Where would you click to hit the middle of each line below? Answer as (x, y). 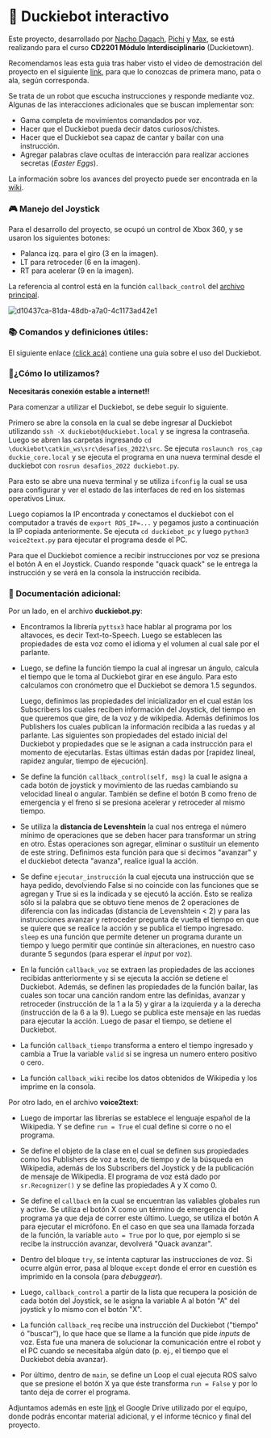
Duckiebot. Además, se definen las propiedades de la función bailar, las (139, 987)
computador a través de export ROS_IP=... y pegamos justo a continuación (134, 522)
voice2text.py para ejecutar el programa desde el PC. (98, 540)
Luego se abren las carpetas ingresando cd (80, 439)
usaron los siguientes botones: (59, 238)
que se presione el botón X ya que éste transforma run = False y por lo (139, 1384)
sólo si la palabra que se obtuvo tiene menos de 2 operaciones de (129, 902)
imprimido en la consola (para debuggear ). (91, 1276)
